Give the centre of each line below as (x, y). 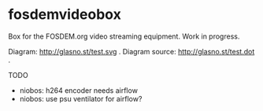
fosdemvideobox (65, 15)
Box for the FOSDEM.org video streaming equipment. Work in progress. (124, 36)
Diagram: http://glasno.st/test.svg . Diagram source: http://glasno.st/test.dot (131, 51)
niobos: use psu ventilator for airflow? (81, 98)
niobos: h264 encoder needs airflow (78, 90)
